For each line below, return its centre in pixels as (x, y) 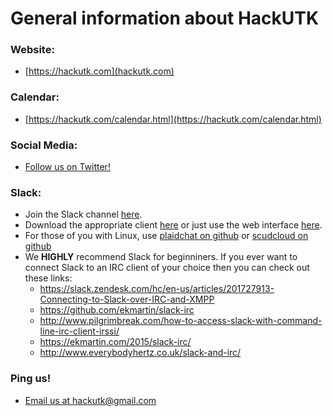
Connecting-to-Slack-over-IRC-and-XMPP (127, 299)
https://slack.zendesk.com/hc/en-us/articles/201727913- (157, 289)
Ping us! (31, 379)
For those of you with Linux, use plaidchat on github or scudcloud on (166, 236)
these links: (48, 278)
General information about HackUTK (165, 18)
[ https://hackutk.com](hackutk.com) (99, 71)
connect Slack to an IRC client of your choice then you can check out (167, 268)
